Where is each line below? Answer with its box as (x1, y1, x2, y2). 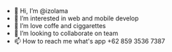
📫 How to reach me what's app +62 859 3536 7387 (13, 37, 166, 45)
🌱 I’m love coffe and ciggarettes (13, 22, 107, 30)
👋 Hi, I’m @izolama (13, 7, 69, 15)
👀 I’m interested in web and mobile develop (13, 14, 139, 22)
